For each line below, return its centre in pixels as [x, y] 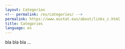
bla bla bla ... [18, 42]
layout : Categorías [25, 10]
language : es [19, 28]
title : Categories [24, 24]
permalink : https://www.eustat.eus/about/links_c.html [63, 19]
